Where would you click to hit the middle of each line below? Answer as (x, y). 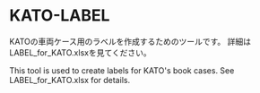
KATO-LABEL (60, 16)
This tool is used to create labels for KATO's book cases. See (122, 70)
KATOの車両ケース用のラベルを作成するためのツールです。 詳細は (130, 41)
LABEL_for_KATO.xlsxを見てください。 (81, 52)
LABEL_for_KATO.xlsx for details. (70, 80)
